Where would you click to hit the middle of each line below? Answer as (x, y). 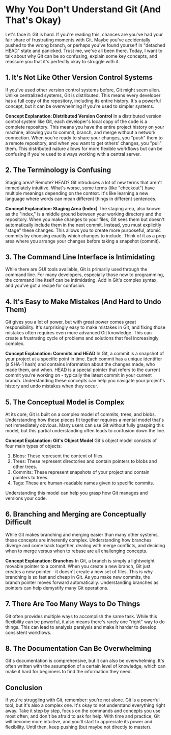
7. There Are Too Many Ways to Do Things (73, 604)
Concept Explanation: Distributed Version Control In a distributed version (83, 116)
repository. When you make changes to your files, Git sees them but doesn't (85, 219)
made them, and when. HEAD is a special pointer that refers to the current (83, 370)
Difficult (18, 522)
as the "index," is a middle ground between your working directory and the (83, 214)
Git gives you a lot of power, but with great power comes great (71, 322)
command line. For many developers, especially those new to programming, (85, 275)
